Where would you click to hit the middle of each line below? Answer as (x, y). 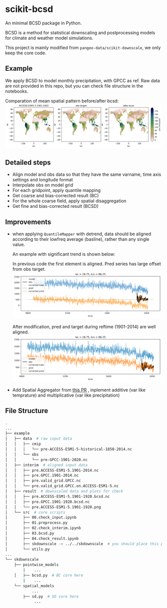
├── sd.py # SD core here (51, 597)
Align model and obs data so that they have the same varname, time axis (87, 174)
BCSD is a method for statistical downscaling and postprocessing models (80, 32)
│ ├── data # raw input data (39, 439)
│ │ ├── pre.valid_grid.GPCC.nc (43, 481)
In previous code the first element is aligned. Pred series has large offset (87, 264)
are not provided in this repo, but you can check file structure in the (74, 86)
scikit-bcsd (29, 9)
